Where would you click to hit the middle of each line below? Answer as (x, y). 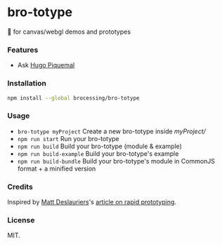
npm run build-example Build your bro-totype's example (98, 153)
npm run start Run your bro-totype (68, 138)
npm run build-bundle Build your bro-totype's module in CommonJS (116, 161)
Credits (20, 187)
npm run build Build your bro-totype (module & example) (100, 146)
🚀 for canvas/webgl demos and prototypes (69, 32)
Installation (27, 84)
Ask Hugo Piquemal (46, 65)
